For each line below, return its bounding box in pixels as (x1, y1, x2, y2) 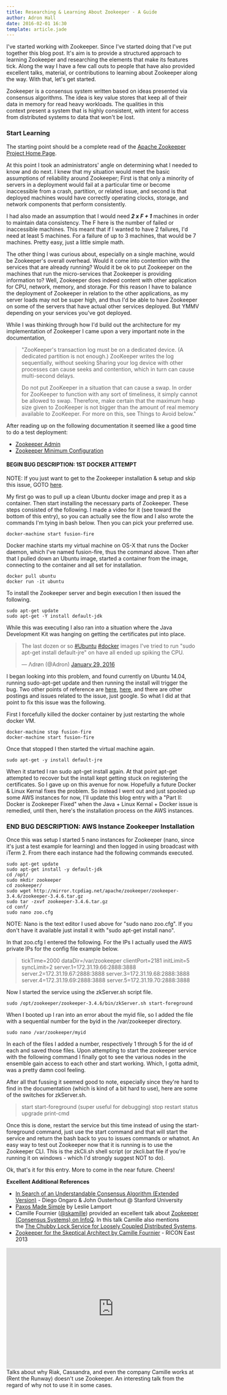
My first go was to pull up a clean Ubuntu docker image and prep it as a (6, 492, 187, 500)
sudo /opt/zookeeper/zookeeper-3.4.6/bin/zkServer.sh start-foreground (6, 1000, 193, 1007)
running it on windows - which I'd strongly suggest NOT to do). (6, 1154, 165, 1162)
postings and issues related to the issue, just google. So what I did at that (6, 692, 191, 699)
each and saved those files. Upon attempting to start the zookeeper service (6, 1047, 197, 1054)
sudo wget (6, 888, 32, 894)
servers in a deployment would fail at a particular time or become (6, 181, 171, 188)
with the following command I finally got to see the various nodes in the (6, 1054, 187, 1061)
